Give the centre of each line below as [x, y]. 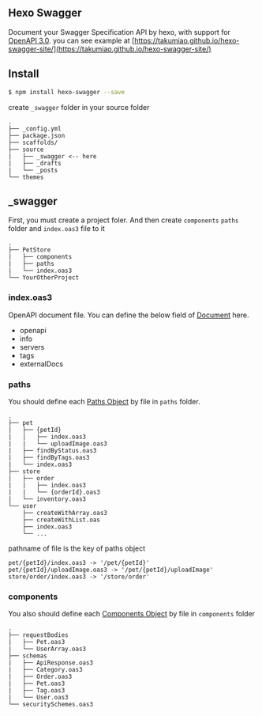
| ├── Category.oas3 [45, 670]
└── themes [26, 177]
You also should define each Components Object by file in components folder [131, 614]
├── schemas [28, 656]
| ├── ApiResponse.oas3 [51, 663]
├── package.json [37, 135]
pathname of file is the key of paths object [77, 548]
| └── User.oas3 [38, 698]
